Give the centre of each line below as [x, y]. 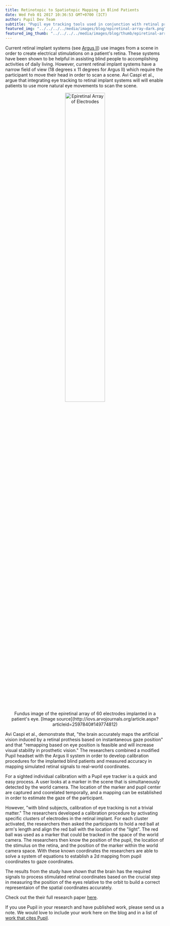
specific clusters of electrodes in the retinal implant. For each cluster [77, 818]
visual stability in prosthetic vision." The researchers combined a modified [82, 750]
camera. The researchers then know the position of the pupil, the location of [85, 840]
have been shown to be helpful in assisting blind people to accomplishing [82, 59]
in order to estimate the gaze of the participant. [54, 798]
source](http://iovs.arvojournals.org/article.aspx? [108, 719]
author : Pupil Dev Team [30, 19]
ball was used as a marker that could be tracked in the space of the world [82, 834]
